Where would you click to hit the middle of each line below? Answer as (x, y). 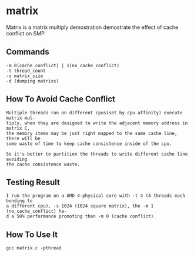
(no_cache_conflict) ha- (36, 211)
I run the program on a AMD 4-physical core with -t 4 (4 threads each (96, 196)
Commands (28, 52)
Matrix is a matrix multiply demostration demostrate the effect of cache (92, 27)
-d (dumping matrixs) (33, 81)
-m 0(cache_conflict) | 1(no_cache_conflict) (63, 65)
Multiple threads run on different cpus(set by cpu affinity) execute (94, 113)
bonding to (19, 201)
